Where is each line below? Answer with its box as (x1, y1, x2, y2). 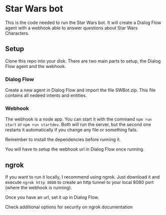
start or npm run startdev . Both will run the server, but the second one (5, 121, 151, 127)
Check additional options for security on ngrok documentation (5, 204, 133, 210)
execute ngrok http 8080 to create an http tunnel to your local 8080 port (5, 179, 154, 185)
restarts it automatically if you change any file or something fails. (5, 127, 138, 133)
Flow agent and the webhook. (5, 63, 66, 69)
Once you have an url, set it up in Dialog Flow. (5, 194, 99, 200)
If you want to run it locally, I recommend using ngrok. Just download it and (5, 174, 160, 180)
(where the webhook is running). (5, 184, 72, 190)
